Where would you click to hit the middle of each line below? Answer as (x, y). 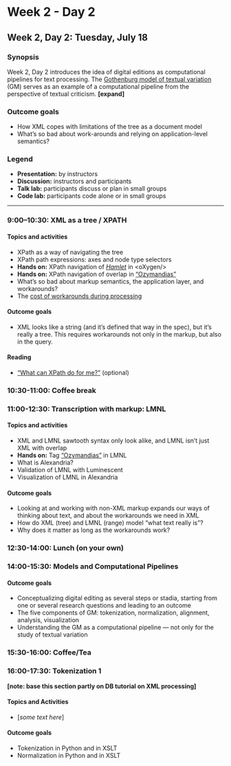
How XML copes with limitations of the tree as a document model (110, 127)
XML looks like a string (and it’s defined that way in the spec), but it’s (114, 327)
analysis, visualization (48, 620)
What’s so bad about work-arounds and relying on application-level (112, 134)
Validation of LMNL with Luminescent (70, 470)
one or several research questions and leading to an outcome (104, 606)
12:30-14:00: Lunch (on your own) (65, 548)
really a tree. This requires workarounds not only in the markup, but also (119, 334)
